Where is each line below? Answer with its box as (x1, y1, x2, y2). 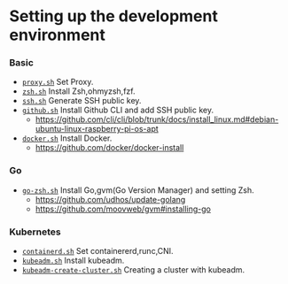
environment (9, 25, 106, 45)
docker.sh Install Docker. (21, 133, 113, 143)
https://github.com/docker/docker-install (35, 142, 184, 153)
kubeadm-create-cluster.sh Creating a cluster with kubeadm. (21, 265, 245, 275)
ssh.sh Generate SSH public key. (21, 96, 142, 106)
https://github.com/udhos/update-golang (35, 194, 186, 204)
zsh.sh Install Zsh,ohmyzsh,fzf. (21, 86, 136, 96)
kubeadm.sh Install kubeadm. (21, 255, 125, 266)
